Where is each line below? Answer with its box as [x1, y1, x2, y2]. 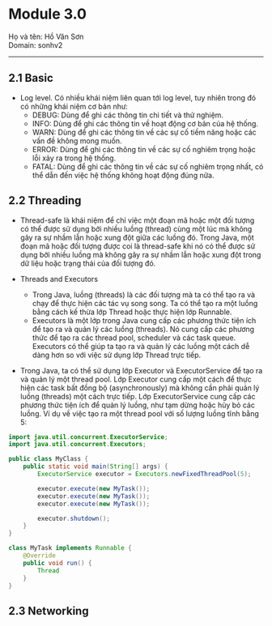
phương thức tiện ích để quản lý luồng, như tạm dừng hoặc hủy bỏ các [19, 400, 255, 410]
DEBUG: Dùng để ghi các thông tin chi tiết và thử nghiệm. [32, 110, 224, 120]
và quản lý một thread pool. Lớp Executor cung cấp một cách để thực [19, 374, 253, 384]
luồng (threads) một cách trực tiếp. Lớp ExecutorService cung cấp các [19, 391, 256, 401]
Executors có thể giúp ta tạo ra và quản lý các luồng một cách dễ [32, 341, 250, 351]
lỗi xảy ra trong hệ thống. [32, 153, 117, 163]
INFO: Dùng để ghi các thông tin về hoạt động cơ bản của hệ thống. [32, 118, 259, 128]
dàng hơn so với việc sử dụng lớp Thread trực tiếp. [32, 350, 202, 360]
